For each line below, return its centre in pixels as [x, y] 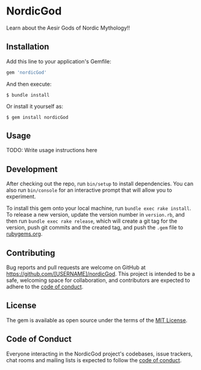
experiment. [21, 197]
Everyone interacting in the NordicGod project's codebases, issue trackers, [99, 354]
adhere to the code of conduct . [45, 287]
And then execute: [29, 84]
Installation [28, 47]
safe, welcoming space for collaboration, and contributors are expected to [98, 280]
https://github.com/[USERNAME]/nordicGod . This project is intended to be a [101, 274]
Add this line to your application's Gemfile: [59, 61]
